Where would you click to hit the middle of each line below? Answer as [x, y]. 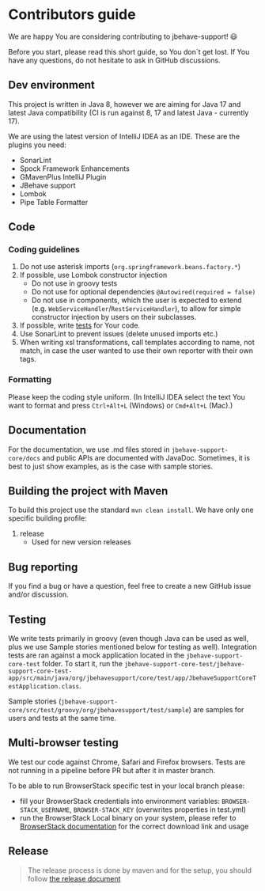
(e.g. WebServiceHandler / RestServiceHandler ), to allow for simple [136, 309]
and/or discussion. [38, 594]
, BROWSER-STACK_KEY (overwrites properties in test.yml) [158, 809]
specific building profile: [47, 518]
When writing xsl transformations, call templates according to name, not [137, 343]
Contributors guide [72, 15]
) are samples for [216, 709]
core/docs [25, 458]
